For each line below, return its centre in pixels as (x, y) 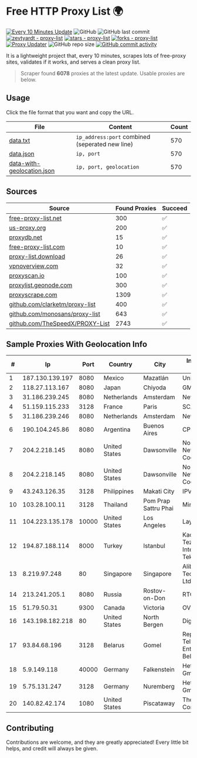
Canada (114, 608)
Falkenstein (159, 670)
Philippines (119, 491)
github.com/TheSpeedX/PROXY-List (60, 323)
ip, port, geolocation (108, 167)
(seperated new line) (105, 144)
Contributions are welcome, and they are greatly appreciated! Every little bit (97, 742)
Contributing (30, 728)
